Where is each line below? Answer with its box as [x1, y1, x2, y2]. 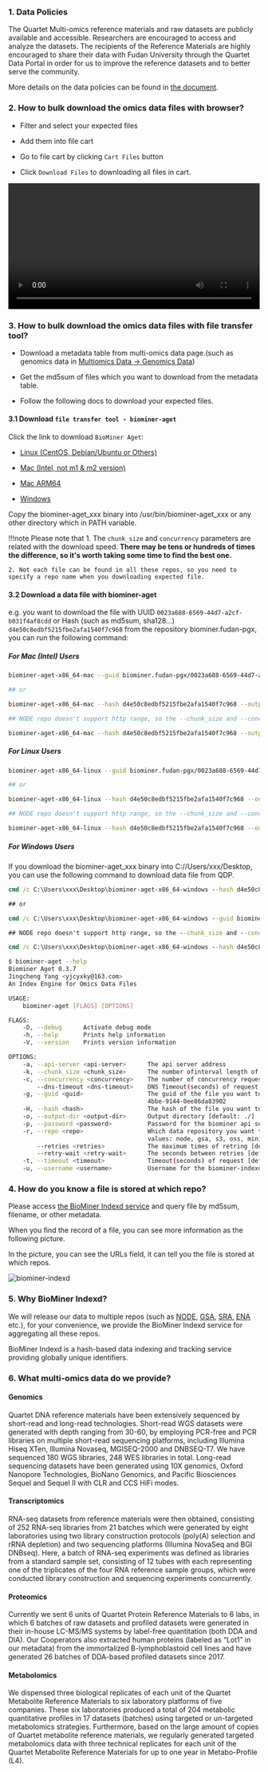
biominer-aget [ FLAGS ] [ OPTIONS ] [22, 1001, 134, 1009]
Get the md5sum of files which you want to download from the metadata [19, 372, 258, 381]
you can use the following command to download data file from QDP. [8, 870, 235, 879]
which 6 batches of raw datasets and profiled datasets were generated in [8, 1618, 250, 1628]
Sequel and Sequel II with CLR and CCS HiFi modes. [8, 1478, 179, 1487]
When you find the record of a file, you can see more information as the [8, 1225, 243, 1235]
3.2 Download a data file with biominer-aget [8, 590, 157, 599]
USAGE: [8, 994, 30, 1002]
